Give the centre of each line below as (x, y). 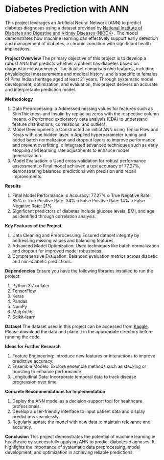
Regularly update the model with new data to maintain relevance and (81, 422)
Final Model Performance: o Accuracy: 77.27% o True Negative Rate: (81, 195)
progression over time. (35, 382)
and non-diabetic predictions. (42, 261)
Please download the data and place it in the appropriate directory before (79, 331)
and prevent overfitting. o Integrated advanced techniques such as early (85, 145)
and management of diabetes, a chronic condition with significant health (78, 43)
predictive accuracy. (33, 361)
